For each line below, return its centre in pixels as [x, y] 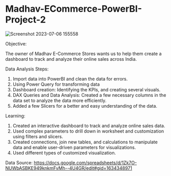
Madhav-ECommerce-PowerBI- [74, 9]
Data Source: [19, 162]
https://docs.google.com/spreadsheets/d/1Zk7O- [85, 162]
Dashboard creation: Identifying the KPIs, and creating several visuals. [87, 89]
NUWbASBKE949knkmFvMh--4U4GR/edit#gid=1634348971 [69, 168]
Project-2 [26, 20]
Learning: [15, 116]
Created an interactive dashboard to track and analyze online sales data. [89, 125]
